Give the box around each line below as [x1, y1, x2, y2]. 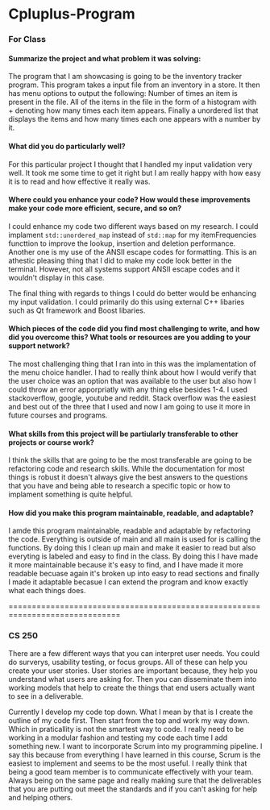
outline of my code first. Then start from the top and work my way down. [8, 715, 250, 725]
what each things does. [8, 586, 86, 596]
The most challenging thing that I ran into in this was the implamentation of [8, 359, 256, 368]
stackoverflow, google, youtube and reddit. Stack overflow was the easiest [8, 393, 256, 403]
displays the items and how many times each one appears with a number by [8, 114, 261, 124]
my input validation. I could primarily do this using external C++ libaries [8, 297, 245, 306]
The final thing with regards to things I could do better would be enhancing [8, 288, 256, 298]
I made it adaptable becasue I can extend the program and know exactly [8, 577, 248, 587]
